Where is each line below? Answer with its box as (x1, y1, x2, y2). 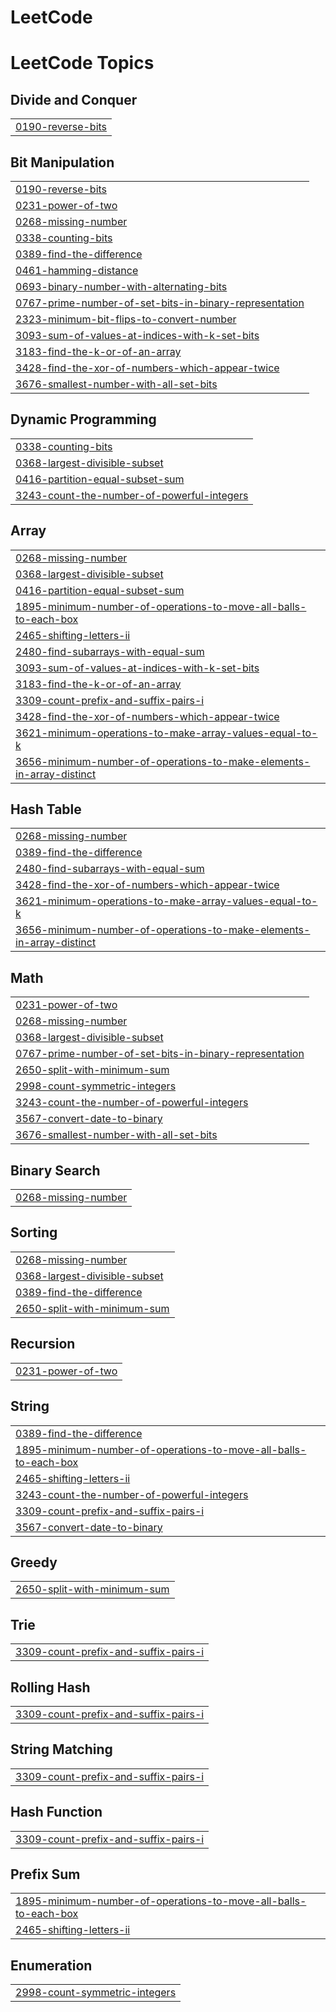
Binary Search (10, 1162, 101, 1179)
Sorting (10, 1224, 58, 1241)
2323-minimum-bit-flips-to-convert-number (15, 312, 237, 326)
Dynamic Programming (10, 411, 157, 428)
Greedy (10, 1554, 58, 1571)
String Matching (10, 1741, 113, 1758)
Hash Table (10, 801, 82, 818)
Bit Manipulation (10, 154, 115, 171)
